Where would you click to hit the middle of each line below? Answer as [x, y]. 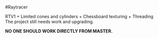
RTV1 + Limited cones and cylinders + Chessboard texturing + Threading [79, 16]
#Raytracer [17, 7]
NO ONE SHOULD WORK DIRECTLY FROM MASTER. [59, 31]
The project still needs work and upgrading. [49, 22]
